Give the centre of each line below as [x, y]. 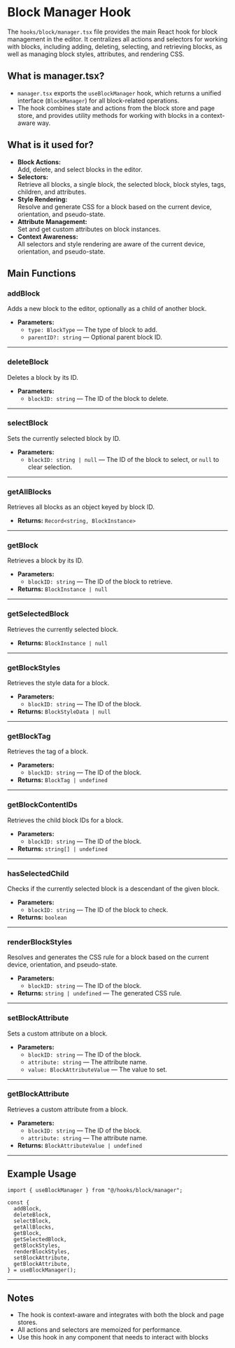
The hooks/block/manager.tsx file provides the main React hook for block [113, 32]
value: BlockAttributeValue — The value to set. [98, 1069]
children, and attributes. [52, 192]
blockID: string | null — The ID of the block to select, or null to [123, 459]
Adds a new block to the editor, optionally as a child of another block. [107, 309]
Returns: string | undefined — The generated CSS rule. [99, 993]
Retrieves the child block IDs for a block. [65, 820]
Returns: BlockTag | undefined [63, 780]
